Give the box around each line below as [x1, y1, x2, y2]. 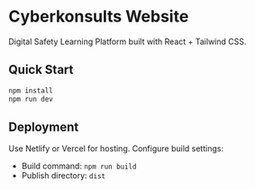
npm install [8, 86, 53, 95]
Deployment [8, 119, 79, 134]
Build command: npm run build [21, 160, 137, 172]
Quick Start [8, 62, 74, 77]
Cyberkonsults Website [8, 6, 189, 27]
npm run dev [8, 95, 53, 104]
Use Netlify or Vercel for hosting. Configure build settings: [8, 143, 224, 154]
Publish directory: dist [21, 170, 105, 181]
